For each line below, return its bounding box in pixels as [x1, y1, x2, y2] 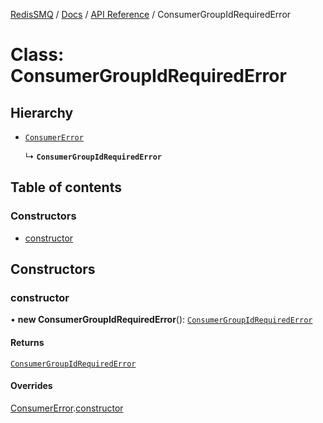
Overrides [10, 380, 53, 392]
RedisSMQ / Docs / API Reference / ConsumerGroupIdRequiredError [10, 9, 292, 20]
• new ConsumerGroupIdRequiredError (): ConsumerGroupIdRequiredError [10, 314, 313, 326]
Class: [10, 44, 65, 66]
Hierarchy [10, 104, 74, 121]
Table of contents [10, 179, 122, 196]
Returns [10, 336, 45, 348]
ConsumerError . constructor [10, 402, 124, 414]
